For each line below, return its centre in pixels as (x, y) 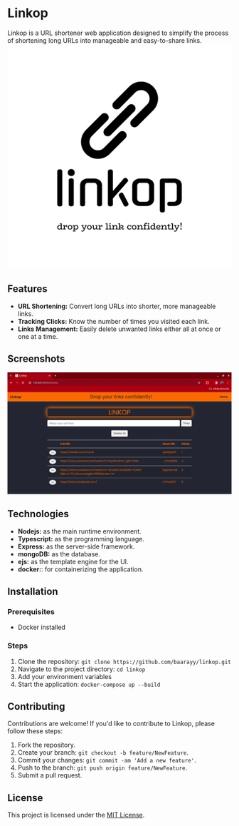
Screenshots (36, 359)
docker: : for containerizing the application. (80, 569)
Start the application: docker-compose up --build (89, 684)
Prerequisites (31, 611)
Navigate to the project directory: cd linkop (81, 669)
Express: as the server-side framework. (76, 546)
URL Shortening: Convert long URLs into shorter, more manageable (117, 306)
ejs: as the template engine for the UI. (73, 561)
